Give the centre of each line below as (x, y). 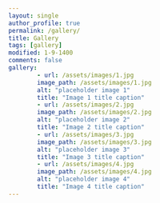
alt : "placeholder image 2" (84, 120)
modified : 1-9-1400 (41, 53)
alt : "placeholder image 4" (84, 179)
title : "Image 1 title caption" (91, 98)
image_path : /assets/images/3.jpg (94, 142)
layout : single (34, 16)
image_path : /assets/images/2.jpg (94, 113)
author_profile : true (44, 23)
